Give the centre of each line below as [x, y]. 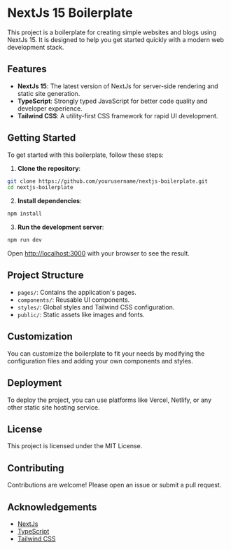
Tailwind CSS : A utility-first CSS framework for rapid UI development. [118, 116]
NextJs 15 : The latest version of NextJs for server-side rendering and [118, 86]
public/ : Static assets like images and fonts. [81, 314]
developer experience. [50, 108]
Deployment [35, 383]
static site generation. [49, 93]
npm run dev [24, 240]
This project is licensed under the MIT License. [75, 446]
